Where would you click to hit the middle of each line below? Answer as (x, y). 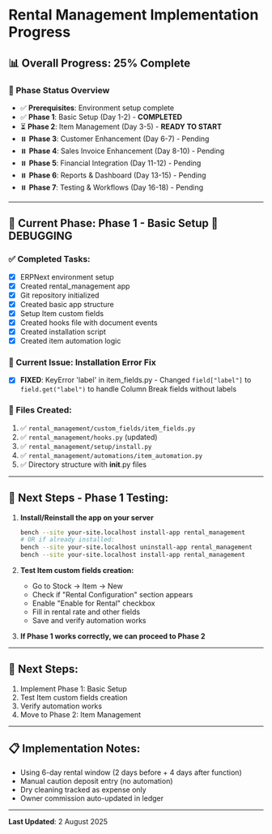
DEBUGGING (40, 236)
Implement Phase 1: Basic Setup (73, 689)
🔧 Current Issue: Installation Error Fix (82, 362)
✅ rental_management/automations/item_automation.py (111, 455)
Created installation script (63, 331)
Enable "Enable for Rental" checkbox (93, 603)
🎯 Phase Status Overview (59, 90)
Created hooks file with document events (89, 323)
